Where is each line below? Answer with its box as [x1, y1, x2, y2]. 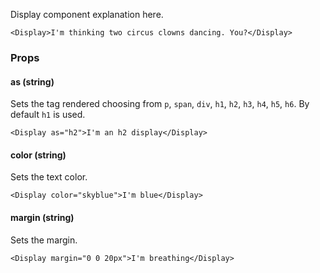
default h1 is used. [10, 109, 86, 121]
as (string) [10, 75, 55, 88]
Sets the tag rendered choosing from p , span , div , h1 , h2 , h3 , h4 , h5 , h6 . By [10, 98, 310, 110]
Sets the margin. [10, 234, 78, 246]
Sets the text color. [10, 171, 88, 183]
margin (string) [10, 211, 75, 223]
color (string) [10, 149, 67, 161]
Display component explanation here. [10, 9, 164, 20]
